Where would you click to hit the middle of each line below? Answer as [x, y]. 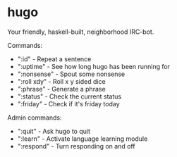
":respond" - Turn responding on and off [76, 146]
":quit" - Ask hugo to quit [54, 131]
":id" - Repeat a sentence [54, 59]
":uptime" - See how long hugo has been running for [94, 66]
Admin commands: [35, 118]
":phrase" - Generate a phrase [61, 89]
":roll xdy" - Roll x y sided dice [61, 81]
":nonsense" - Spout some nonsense [71, 74]
